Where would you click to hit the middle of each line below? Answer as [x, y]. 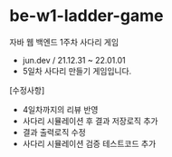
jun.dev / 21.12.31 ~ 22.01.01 [74, 60]
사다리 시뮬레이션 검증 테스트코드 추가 [89, 143]
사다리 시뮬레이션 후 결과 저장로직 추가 [90, 121]
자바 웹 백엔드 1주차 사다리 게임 [64, 42]
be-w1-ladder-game [86, 16]
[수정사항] [27, 90]
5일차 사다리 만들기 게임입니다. [77, 71]
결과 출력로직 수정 [54, 132]
